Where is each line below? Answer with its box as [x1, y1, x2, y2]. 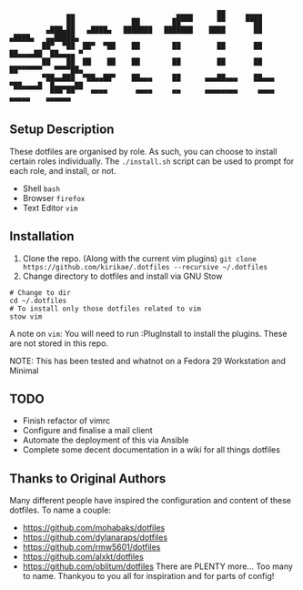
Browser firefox [22, 192, 86, 203]
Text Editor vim [22, 202, 78, 213]
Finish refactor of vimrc [22, 415, 111, 426]
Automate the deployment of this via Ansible [22, 434, 189, 446]
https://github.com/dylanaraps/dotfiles [22, 532, 168, 543]
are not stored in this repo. [9, 338, 109, 349]
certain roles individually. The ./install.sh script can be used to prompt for [9, 156, 295, 167]
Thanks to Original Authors [9, 471, 167, 486]
